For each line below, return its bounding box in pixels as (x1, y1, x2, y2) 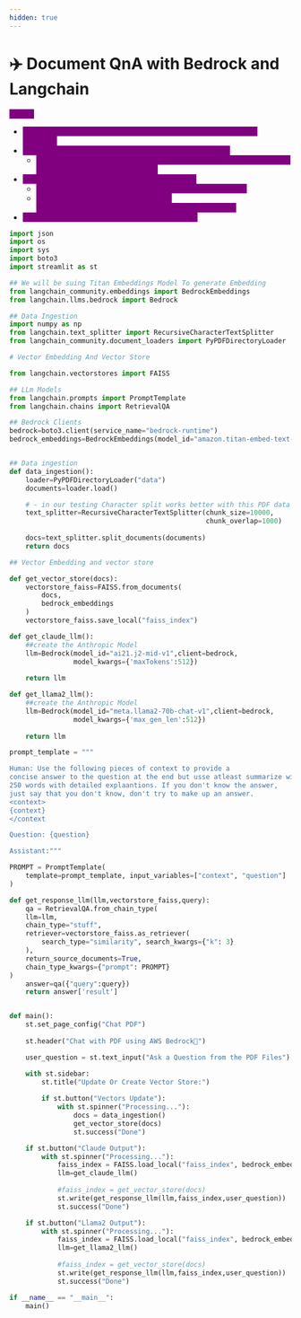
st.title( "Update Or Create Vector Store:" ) (41, 1077, 211, 1086)
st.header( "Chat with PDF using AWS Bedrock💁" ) (25, 1036, 206, 1046)
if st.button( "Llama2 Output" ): (25, 1218, 146, 1227)
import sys (9, 246, 50, 255)
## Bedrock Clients (9, 418, 82, 427)
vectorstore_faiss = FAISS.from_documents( (25, 583, 182, 592)
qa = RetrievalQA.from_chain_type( (25, 904, 159, 913)
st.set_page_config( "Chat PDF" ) (25, 1020, 146, 1029)
